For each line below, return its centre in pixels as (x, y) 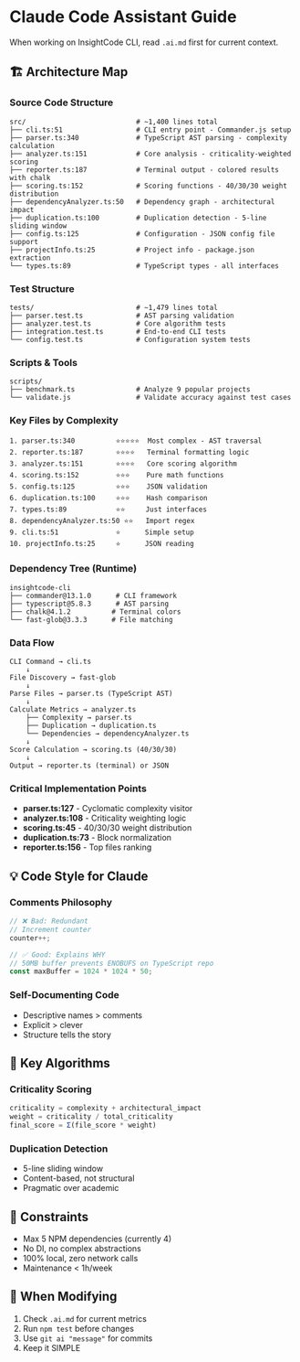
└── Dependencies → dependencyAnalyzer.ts (108, 734)
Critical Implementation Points (78, 788)
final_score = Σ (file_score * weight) (83, 1126)
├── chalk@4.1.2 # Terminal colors (95, 611)
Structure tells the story (67, 1035)
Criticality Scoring (51, 1089)
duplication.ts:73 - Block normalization (97, 838)
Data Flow (32, 642)
